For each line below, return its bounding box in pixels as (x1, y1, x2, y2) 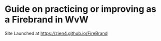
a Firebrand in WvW (4, 14, 88, 25)
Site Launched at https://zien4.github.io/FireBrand (4, 30, 108, 36)
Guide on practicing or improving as (4, 3, 156, 15)
